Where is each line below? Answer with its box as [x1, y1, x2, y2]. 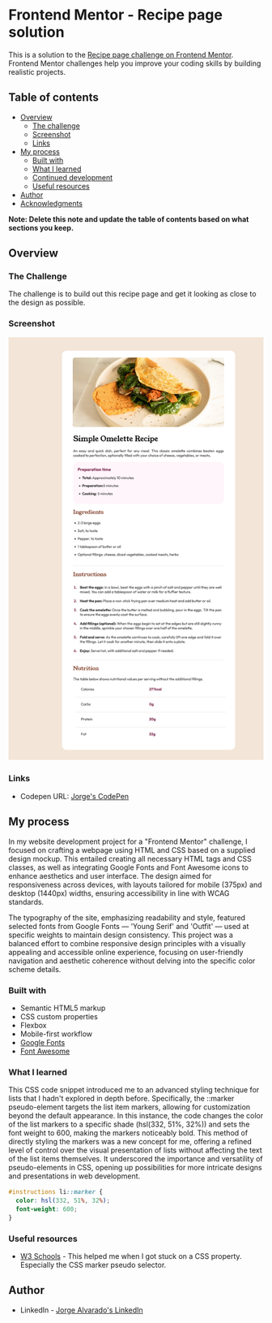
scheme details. [8, 964, 62, 974]
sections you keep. [8, 223, 74, 232]
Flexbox [19, 1020, 47, 1030]
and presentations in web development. [8, 1171, 141, 1181]
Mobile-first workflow [19, 1029, 93, 1039]
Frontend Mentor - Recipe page [8, 6, 223, 24]
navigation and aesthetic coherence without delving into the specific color [8, 956, 256, 966]
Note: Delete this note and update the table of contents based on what [8, 214, 249, 224]
